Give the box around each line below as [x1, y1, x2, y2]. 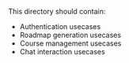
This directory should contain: [8, 7, 106, 16]
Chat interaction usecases [19, 47, 105, 56]
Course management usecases [19, 39, 122, 48]
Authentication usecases [19, 22, 101, 31]
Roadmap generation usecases [19, 31, 121, 39]
